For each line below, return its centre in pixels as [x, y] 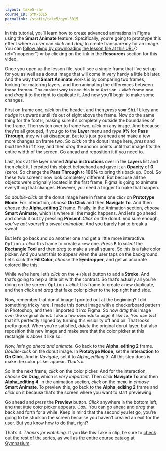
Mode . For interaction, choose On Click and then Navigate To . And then [79, 203]
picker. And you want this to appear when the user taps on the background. [82, 254]
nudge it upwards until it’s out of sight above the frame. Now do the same [80, 115]
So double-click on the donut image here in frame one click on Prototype [80, 197]
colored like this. [22, 265]
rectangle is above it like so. [33, 336]
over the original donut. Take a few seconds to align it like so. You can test [81, 316]
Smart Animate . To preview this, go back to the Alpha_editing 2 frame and [82, 387]
